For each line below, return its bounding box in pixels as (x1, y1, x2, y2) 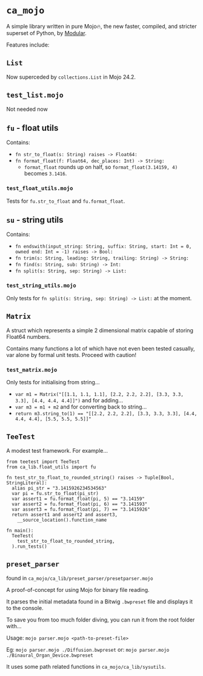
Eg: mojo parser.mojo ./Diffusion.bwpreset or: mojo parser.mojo (6, 646, 170, 653)
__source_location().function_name (17, 517, 107, 523)
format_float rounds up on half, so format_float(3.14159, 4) (24, 163, 178, 171)
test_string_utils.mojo (6, 282, 77, 289)
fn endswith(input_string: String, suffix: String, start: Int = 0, (15, 244, 192, 250)
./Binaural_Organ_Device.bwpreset (6, 652, 94, 658)
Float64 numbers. (6, 333, 51, 340)
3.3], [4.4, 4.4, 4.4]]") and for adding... (15, 396, 123, 404)
